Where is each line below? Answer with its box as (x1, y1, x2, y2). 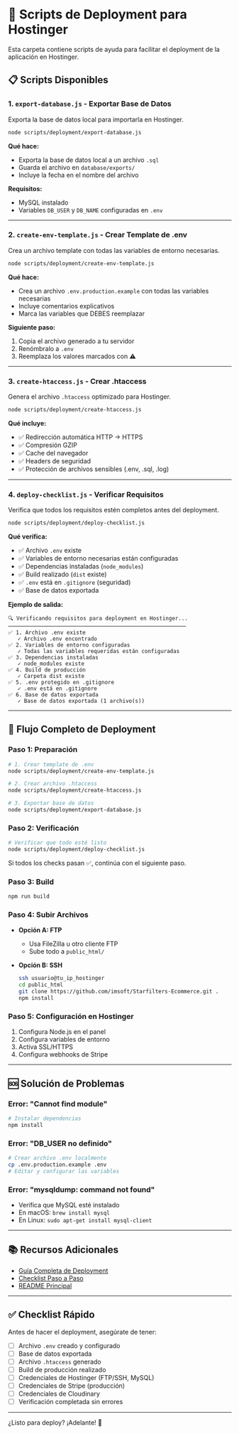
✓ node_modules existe (17, 660, 84, 667)
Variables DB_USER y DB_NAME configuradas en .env (18, 205, 163, 214)
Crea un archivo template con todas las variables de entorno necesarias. (8, 246, 221, 254)
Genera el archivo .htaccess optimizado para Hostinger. (8, 392, 171, 401)
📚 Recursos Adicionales (8, 1244, 119, 1256)
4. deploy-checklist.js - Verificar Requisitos (8, 490, 164, 500)
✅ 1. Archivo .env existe (8, 629, 86, 637)
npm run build (8, 893, 50, 900)
